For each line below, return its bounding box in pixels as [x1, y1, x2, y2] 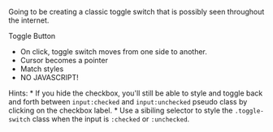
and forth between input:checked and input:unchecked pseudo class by [8, 97, 248, 106]
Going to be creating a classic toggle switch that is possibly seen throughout [8, 7, 265, 16]
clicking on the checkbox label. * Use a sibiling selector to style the [8, 105, 233, 115]
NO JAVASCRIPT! [19, 73, 79, 82]
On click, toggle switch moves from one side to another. [19, 47, 207, 56]
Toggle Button [8, 32, 56, 40]
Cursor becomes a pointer [19, 56, 108, 65]
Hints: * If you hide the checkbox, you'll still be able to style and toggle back [8, 88, 263, 98]
